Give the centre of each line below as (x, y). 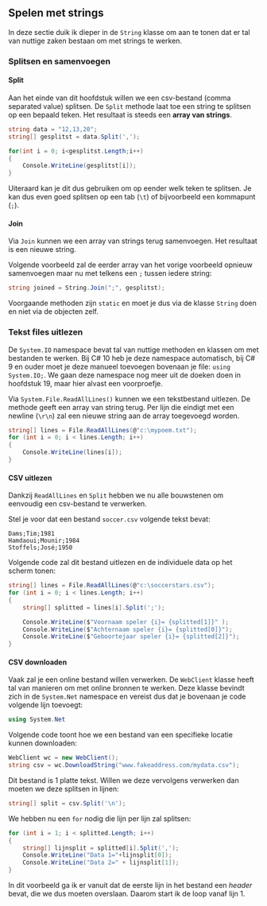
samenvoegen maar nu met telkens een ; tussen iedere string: (110, 273)
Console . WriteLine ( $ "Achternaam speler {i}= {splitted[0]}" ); (128, 629)
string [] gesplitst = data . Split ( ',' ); (74, 137)
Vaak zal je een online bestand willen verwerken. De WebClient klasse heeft (131, 679)
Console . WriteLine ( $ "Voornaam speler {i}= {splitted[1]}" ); (126, 622)
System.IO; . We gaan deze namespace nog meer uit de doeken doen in (124, 375)
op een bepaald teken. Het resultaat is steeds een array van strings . (120, 114)
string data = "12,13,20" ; (53, 129)
